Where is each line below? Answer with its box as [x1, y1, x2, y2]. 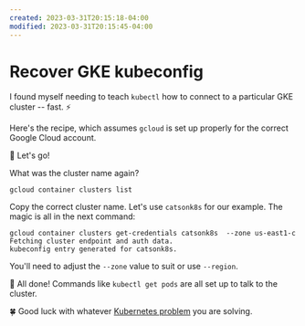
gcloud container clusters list [9, 185, 132, 195]
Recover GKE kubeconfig [9, 61, 204, 82]
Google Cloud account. [9, 132, 97, 143]
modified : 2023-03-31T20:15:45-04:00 [9, 22, 153, 31]
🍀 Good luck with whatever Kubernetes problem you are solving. [9, 306, 253, 317]
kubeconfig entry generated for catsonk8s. [9, 245, 178, 254]
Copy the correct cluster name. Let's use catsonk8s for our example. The [9, 202, 283, 213]
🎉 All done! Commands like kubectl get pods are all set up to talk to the [9, 279, 279, 289]
